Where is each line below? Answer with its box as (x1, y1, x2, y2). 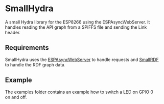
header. (5, 29, 21, 35)
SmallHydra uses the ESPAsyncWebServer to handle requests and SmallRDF (5, 57, 159, 62)
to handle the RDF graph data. (5, 62, 66, 67)
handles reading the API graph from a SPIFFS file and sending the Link (5, 24, 147, 30)
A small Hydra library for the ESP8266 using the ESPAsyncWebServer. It (5, 19, 150, 25)
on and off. (5, 94, 27, 100)
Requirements (5, 43, 49, 52)
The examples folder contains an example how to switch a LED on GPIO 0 (5, 89, 153, 95)
